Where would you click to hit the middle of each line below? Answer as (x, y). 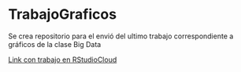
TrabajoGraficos (62, 14)
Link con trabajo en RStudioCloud (63, 59)
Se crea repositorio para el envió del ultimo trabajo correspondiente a (121, 36)
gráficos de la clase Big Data (55, 44)
